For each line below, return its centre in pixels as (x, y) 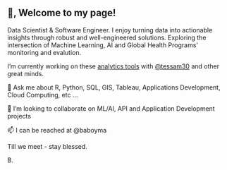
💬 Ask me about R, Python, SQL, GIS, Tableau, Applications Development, (114, 87)
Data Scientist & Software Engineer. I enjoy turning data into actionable (110, 30)
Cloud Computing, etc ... (43, 95)
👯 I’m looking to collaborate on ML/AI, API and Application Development (111, 108)
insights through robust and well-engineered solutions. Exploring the (107, 37)
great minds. (26, 73)
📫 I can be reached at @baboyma (57, 130)
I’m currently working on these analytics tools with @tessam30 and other (114, 66)
